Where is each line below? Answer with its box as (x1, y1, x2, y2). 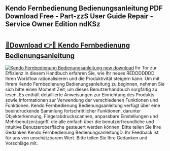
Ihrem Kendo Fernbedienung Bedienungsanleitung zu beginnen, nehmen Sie (5, 81, 165, 87)
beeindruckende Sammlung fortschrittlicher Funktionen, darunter (5, 108, 141, 114)
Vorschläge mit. (5, 140, 38, 146)
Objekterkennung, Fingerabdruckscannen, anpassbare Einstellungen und (5, 114, 158, 119)
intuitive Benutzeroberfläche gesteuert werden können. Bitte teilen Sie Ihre (5, 124, 161, 130)
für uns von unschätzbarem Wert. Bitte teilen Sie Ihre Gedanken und (5, 135, 148, 141)
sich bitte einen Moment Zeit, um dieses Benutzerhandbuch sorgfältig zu (5, 86, 157, 92)
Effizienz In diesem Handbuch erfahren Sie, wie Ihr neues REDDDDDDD (5, 70, 155, 76)
